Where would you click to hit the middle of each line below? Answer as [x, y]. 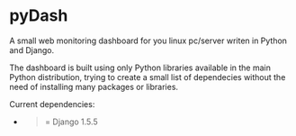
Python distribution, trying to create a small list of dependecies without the [148, 77]
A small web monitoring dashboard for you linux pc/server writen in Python [148, 41]
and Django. [32, 50]
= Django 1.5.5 [71, 122]
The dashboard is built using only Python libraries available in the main [140, 68]
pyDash [39, 16]
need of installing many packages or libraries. [94, 86]
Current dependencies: [52, 104]
